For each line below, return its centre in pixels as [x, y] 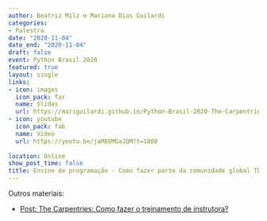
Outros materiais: [37, 193]
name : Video [35, 134]
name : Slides [37, 104]
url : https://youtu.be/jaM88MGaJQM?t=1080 [87, 141]
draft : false [30, 52]
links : [19, 82]
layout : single [33, 75]
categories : [28, 23]
